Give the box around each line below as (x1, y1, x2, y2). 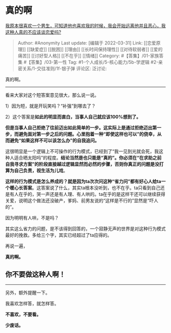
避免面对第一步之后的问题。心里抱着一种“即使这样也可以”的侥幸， (18, 131, 158, 137)
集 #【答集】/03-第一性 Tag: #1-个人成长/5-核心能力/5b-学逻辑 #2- (17, 59, 159, 65)
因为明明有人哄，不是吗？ (5, 214, 59, 220)
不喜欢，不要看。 (5, 311, 41, 317)
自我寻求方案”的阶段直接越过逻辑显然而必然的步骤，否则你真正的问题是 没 (5, 161, 159, 167)
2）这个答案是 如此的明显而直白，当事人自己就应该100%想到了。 (5, 114, 141, 120)
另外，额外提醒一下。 (5, 290, 50, 296)
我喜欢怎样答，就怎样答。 (5, 300, 59, 306)
